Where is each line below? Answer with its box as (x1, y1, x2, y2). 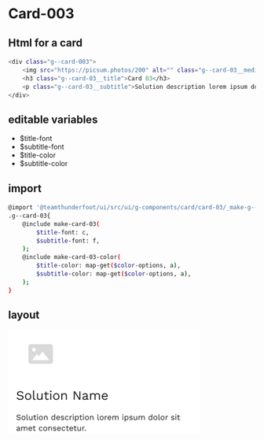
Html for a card (8, 36, 83, 50)
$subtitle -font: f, (36, 237, 101, 245)
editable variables (8, 113, 98, 126)
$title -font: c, (36, 228, 90, 236)
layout (8, 309, 40, 322)
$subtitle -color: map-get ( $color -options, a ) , (36, 270, 192, 278)
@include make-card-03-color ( (22, 253, 122, 261)
